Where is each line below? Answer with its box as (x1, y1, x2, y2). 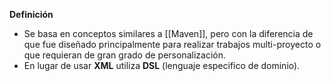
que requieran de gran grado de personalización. (23, 49, 226, 61)
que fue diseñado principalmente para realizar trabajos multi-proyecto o (23, 39, 322, 50)
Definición (9, 9, 54, 20)
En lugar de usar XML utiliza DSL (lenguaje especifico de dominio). (23, 60, 301, 71)
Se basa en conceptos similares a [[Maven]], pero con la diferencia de (23, 28, 314, 39)
